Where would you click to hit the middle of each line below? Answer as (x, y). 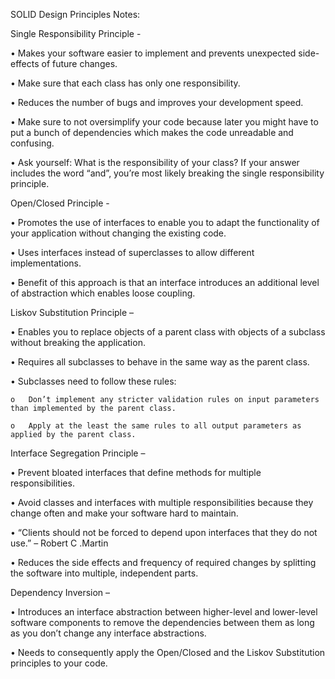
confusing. (32, 143)
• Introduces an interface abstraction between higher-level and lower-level (164, 612)
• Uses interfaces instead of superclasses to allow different (132, 252)
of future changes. (79, 63)
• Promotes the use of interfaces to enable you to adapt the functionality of (165, 222)
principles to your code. (59, 663)
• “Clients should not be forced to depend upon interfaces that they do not (164, 532)
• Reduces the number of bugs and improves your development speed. (157, 102)
